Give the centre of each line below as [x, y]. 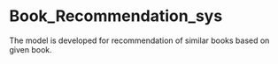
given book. [31, 49]
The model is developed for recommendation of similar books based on [139, 40]
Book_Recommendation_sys [116, 16]
